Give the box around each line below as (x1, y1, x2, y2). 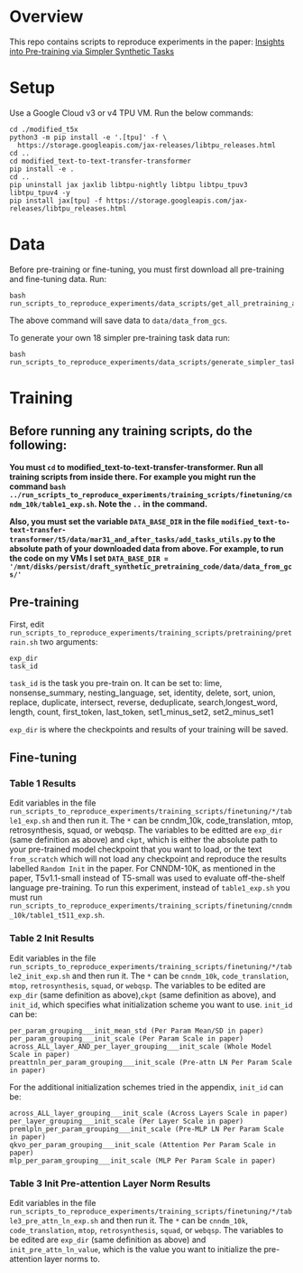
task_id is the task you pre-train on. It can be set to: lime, (9, 677, 223, 688)
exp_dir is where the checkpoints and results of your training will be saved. (9, 723, 289, 734)
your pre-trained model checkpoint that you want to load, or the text (9, 844, 262, 855)
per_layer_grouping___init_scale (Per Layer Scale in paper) (9, 1117, 244, 1126)
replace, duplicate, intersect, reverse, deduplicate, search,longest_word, (9, 696, 278, 707)
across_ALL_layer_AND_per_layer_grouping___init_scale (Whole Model (9, 1042, 272, 1051)
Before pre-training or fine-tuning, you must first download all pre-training (9, 264, 285, 275)
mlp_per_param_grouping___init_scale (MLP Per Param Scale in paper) (9, 1155, 277, 1165)
